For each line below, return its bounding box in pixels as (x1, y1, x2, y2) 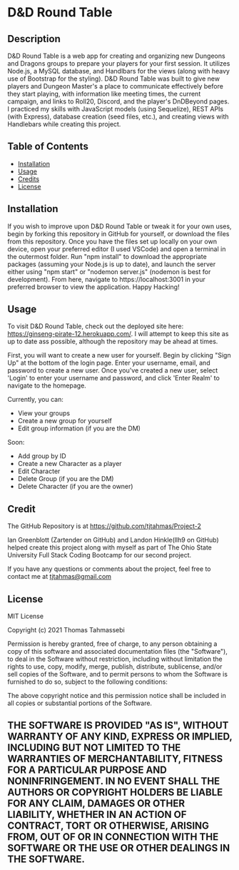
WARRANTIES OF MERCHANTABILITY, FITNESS (7, 753, 223, 765)
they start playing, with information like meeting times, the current (7, 90, 201, 98)
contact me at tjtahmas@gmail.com (7, 572, 112, 581)
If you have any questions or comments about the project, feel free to (7, 565, 211, 573)
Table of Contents (7, 141, 89, 153)
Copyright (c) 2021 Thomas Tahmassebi (7, 626, 125, 634)
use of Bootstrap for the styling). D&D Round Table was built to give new (7, 74, 220, 83)
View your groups (17, 409, 70, 418)
